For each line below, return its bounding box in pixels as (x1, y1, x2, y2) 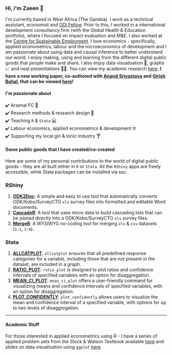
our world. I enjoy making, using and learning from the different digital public (5, 54, 167, 61)
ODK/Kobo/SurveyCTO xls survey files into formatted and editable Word (12, 199, 166, 205)
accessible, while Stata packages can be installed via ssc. (5, 169, 127, 175)
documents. (12, 204, 38, 210)
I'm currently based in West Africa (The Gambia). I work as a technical (5, 16, 154, 23)
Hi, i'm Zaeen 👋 (5, 5, 44, 12)
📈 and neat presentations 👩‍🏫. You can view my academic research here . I (5, 66, 162, 72)
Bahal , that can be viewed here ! (5, 78, 74, 85)
